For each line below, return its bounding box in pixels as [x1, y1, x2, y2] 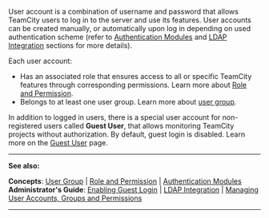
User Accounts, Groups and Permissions [8, 193, 143, 203]
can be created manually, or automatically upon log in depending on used [8, 24, 251, 33]
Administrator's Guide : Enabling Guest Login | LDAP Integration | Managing [8, 185, 259, 194]
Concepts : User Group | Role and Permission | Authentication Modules [8, 176, 242, 186]
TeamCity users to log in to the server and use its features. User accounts [8, 15, 252, 25]
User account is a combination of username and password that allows [8, 7, 239, 16]
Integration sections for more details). [8, 41, 133, 50]
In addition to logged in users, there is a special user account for [8, 113, 221, 122]
